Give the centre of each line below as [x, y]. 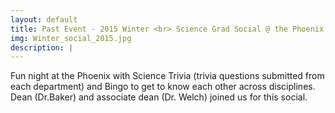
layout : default [44, 19]
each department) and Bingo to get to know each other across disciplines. [163, 87]
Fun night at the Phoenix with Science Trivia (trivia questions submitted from [167, 76]
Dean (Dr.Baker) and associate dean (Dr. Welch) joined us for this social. [159, 97]
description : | [42, 47]
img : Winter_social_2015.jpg [71, 38]
